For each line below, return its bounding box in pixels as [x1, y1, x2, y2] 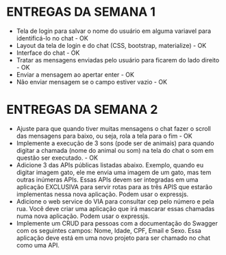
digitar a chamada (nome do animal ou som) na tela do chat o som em [16, 146, 214, 154]
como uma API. [16, 241, 60, 249]
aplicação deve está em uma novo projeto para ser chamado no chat [16, 234, 210, 242]
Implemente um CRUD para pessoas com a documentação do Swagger [16, 219, 218, 227]
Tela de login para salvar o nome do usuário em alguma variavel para [16, 27, 212, 35]
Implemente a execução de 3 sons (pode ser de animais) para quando [16, 138, 214, 147]
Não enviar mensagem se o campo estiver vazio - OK [16, 77, 168, 86]
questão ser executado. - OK [16, 154, 99, 162]
